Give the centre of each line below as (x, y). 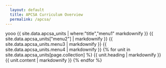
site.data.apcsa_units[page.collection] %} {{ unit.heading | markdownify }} (83, 55)
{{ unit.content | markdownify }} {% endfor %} (54, 60)
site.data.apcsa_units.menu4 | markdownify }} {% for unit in (68, 50)
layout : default (27, 10)
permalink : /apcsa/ (31, 19)
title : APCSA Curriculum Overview (46, 15)
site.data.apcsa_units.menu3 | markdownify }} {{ (56, 44)
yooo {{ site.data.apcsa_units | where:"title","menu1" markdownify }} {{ (79, 34)
